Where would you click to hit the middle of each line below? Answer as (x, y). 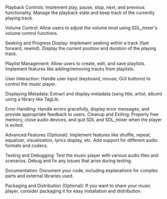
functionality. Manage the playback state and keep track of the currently (80, 13)
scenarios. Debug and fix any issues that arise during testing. (69, 161)
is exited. (15, 125)
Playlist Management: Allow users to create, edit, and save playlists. (75, 63)
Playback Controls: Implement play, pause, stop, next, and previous (75, 7)
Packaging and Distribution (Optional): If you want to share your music (78, 186)
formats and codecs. (27, 145)
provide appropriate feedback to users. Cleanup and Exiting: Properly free (82, 114)
